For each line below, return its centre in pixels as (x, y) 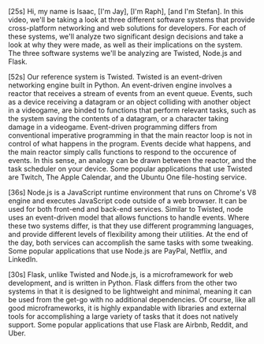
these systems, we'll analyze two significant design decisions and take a (126, 36)
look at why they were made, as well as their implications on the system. (125, 45)
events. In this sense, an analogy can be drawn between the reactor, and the (132, 160)
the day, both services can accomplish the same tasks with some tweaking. (131, 242)
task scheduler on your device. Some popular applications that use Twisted (130, 169)
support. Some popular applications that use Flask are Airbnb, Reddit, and (128, 325)
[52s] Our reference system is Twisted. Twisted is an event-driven (115, 77)
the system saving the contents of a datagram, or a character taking (118, 118)
